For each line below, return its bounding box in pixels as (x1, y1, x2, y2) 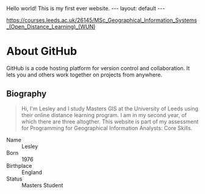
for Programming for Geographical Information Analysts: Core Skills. (21, 124, 193, 132)
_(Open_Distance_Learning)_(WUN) (6, 23, 96, 30)
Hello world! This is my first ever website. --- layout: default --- (6, 5, 165, 12)
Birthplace (6, 162, 32, 169)
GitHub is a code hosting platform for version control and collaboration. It (6, 64, 190, 71)
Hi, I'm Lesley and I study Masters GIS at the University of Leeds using (21, 105, 198, 112)
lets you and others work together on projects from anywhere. (6, 71, 163, 78)
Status (6, 175, 23, 182)
